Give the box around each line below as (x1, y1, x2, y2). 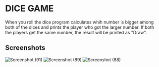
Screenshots (5, 44, 46, 52)
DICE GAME (5, 3, 54, 14)
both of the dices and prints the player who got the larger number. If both (5, 24, 155, 30)
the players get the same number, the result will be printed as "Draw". (5, 29, 147, 35)
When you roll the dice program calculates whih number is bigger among (5, 19, 154, 25)
